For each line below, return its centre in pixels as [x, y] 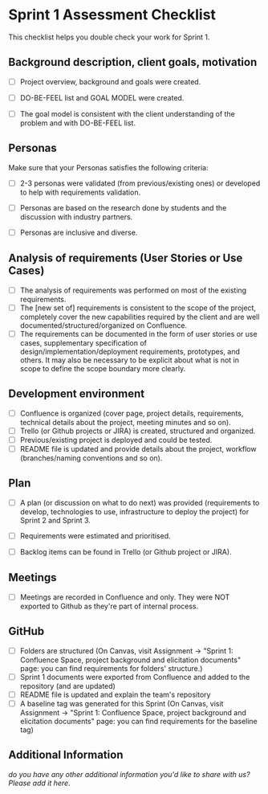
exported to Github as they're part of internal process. [109, 606]
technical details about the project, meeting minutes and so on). [125, 422]
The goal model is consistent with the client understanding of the [127, 113]
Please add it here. [39, 783]
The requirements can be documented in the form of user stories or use [139, 334]
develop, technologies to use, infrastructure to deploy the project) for [134, 511]
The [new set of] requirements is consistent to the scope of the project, [138, 308]
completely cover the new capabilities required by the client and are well [140, 317]
